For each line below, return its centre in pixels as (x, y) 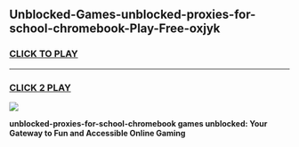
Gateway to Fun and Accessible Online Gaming (97, 133)
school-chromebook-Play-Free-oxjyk (115, 29)
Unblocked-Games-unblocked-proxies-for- (133, 15)
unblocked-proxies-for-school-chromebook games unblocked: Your (138, 123)
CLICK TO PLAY (44, 54)
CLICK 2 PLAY (40, 87)
